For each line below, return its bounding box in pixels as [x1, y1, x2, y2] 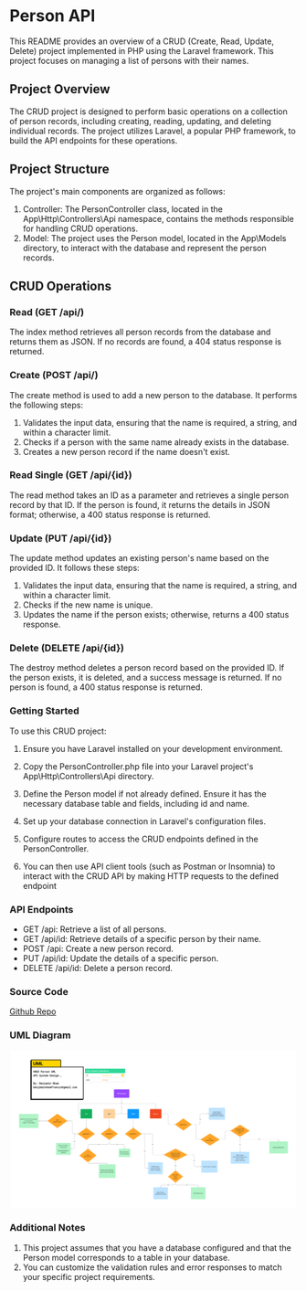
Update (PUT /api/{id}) [9, 532, 112, 545]
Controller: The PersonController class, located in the [22, 203, 224, 215]
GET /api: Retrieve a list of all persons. [22, 924, 167, 935]
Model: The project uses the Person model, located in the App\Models [22, 232, 287, 243]
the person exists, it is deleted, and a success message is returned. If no [9, 672, 282, 683]
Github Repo [9, 1006, 57, 1017]
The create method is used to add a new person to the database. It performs [9, 389, 298, 400]
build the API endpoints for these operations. [9, 134, 178, 146]
